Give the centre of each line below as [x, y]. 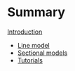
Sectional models [42, 53]
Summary [36, 12]
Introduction [25, 32]
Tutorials [30, 60]
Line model [34, 45]
